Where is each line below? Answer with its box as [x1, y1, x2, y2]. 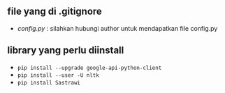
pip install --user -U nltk [17, 71, 99, 79]
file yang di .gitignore [7, 6, 103, 17]
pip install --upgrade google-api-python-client [17, 64, 162, 71]
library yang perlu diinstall [7, 45, 124, 57]
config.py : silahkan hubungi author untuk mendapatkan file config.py [17, 24, 218, 32]
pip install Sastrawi [17, 79, 80, 86]
